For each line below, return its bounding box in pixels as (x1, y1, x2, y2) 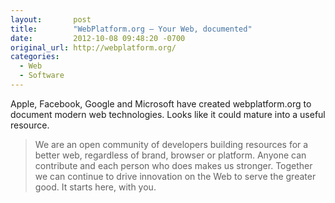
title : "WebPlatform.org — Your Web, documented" (10, 24, 253, 34)
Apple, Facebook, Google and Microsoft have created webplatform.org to (10, 97, 312, 110)
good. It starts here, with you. (34, 181, 157, 193)
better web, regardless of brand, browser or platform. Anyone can (34, 149, 307, 161)
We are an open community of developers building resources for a (34, 138, 309, 150)
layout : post (10, 14, 92, 25)
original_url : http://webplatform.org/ (10, 42, 177, 53)
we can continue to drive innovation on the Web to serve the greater (34, 170, 317, 182)
